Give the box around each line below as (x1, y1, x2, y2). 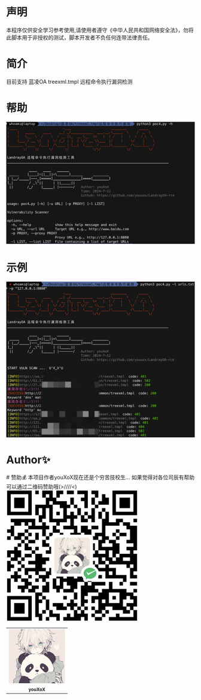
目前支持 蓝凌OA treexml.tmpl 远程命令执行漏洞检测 (6, 78, 133, 85)
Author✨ (6, 453, 51, 466)
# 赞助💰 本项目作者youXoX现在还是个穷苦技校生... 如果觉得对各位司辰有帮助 (6, 474, 195, 481)
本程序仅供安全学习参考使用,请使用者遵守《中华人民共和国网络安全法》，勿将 (6, 26, 194, 34)
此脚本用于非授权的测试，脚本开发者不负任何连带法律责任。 (6, 34, 153, 41)
